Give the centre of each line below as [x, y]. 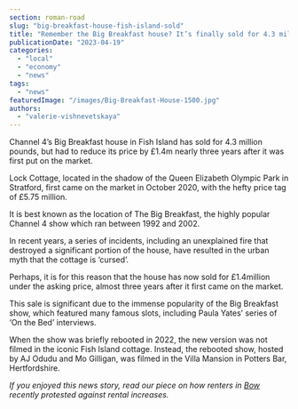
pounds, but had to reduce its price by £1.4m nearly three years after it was [147, 151]
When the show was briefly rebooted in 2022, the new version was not [138, 340]
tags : [19, 84]
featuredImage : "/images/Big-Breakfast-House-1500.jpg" [114, 100]
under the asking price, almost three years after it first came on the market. [146, 286]
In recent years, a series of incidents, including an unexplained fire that [139, 241]
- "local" [35, 59]
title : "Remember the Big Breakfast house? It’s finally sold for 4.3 [142, 34]
